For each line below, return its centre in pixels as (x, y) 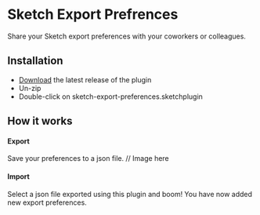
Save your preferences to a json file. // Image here (88, 159)
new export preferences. (47, 202)
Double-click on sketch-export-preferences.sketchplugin (110, 97)
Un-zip (30, 88)
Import (19, 176)
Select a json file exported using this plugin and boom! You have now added (130, 194)
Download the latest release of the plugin (85, 79)
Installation (35, 61)
